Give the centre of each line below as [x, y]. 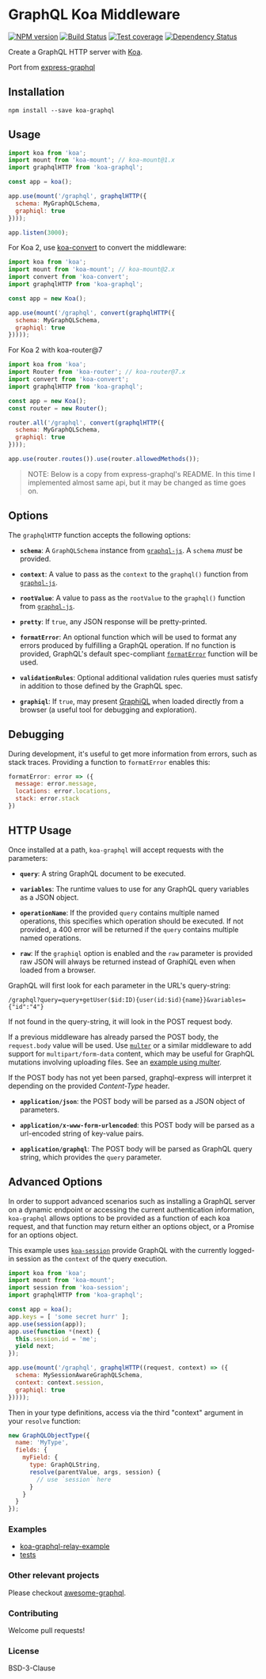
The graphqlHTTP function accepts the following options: [100, 535]
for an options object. [43, 1235]
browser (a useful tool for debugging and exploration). [108, 710]
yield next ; [35, 1346]
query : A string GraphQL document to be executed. [103, 874]
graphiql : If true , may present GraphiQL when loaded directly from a [131, 701]
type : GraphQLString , [65, 1465]
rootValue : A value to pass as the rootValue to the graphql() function [132, 598]
